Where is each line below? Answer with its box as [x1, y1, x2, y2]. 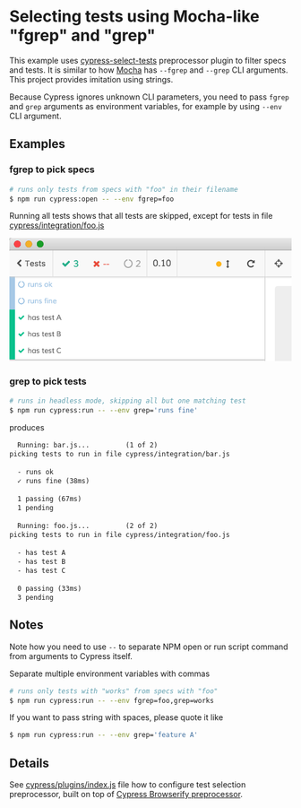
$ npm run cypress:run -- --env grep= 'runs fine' [9, 406, 199, 415]
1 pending [17, 503, 54, 512]
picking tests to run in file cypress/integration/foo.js [9, 530, 230, 539]
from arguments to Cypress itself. [9, 650, 133, 661]
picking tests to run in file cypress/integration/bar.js [9, 449, 230, 458]
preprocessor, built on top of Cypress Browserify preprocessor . [9, 789, 244, 800]
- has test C [17, 566, 66, 575]
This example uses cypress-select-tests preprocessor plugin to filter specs [9, 55, 287, 65]
